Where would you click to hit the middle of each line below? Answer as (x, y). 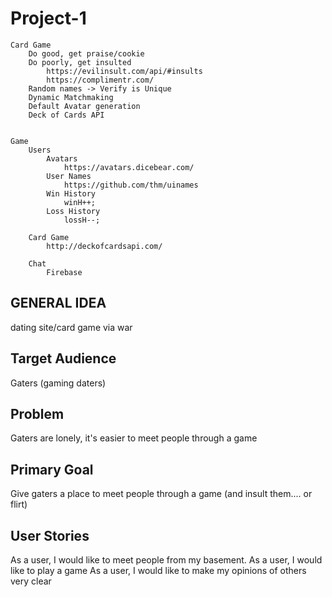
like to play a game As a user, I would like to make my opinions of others (158, 570)
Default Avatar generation (84, 106)
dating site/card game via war (71, 327)
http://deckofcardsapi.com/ (104, 246)
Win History (71, 193)
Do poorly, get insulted (80, 62)
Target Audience (63, 358)
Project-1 (48, 18)
